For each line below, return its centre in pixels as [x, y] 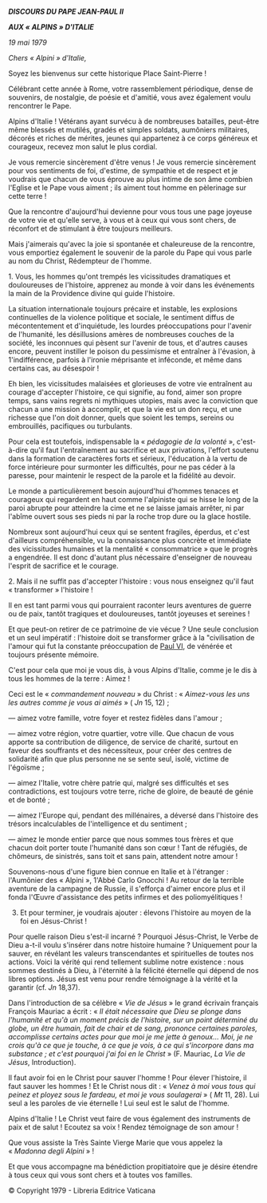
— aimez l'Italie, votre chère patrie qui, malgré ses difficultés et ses [119, 783]
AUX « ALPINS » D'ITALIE [51, 27]
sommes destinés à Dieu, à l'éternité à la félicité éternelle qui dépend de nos [133, 970]
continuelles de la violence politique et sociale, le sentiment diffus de [122, 317]
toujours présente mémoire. [54, 655]
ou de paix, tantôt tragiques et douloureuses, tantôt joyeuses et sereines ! [129, 613]
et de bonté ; [29, 800]
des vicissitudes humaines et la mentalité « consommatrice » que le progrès [133, 549]
